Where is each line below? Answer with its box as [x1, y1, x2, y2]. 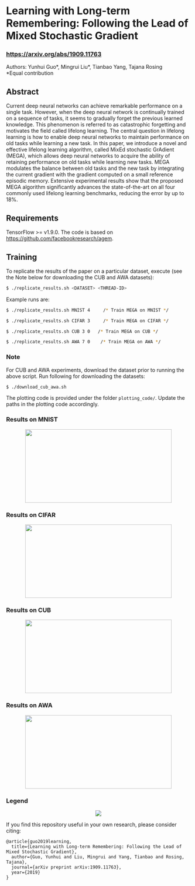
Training [6, 252, 37, 262]
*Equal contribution [6, 69, 54, 77]
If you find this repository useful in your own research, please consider [6, 821, 177, 828]
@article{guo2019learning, [6, 838, 72, 844]
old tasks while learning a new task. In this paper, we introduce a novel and [6, 140, 187, 147]
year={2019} [11, 869, 41, 875]
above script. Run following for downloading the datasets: [6, 372, 145, 380]
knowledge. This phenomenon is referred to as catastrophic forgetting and [6, 121, 186, 128]
